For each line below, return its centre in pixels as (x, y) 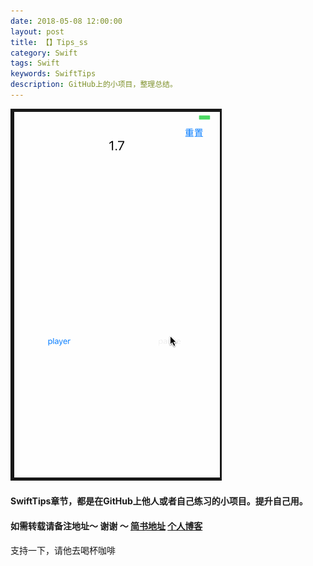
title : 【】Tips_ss (49, 42)
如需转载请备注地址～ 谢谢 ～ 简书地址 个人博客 (106, 526)
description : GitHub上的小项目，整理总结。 (94, 85)
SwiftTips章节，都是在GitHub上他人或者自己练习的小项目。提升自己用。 (159, 501)
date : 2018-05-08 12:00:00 (66, 21)
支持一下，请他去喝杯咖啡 (63, 550)
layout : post (37, 31)
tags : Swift (35, 63)
